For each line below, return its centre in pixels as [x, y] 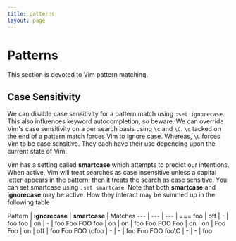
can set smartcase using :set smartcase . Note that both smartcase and [112, 187]
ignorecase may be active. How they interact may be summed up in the [111, 195]
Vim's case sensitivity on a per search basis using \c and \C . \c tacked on [114, 129]
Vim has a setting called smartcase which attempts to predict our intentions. [118, 165]
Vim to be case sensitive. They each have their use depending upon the [111, 144]
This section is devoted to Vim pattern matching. [78, 75]
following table [29, 202]
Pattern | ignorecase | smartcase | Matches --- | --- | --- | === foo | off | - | [118, 216]
